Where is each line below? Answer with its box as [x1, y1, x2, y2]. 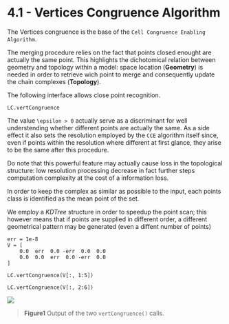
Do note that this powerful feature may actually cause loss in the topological [7, 159, 223, 167]
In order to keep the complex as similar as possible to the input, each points [7, 187, 221, 195]
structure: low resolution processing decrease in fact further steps [7, 166, 195, 174]
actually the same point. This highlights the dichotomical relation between [7, 55, 216, 63]
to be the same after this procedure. [7, 145, 109, 154]
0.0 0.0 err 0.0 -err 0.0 [19, 254, 107, 261]
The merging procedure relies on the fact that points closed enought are [7, 48, 212, 57]
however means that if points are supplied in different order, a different [7, 215, 208, 223]
